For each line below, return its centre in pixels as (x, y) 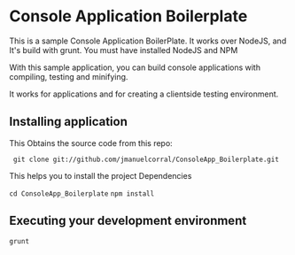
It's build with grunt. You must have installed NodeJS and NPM (124, 50)
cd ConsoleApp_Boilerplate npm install (82, 193)
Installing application (69, 122)
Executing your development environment (128, 221)
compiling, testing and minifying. (69, 76)
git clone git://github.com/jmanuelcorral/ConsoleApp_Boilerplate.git (146, 159)
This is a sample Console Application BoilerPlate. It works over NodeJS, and (148, 41)
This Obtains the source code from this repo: (91, 143)
